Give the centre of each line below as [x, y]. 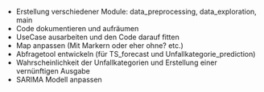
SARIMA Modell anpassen [59, 80]
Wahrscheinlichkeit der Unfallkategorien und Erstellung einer [116, 62]
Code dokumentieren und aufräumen [77, 28]
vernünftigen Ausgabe [53, 71]
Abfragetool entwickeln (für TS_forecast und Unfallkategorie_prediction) [136, 54]
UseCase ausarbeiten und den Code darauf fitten [97, 37]
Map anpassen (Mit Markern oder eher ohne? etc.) [99, 46]
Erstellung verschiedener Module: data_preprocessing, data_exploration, [136, 12]
